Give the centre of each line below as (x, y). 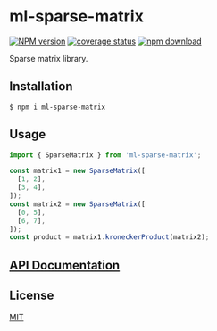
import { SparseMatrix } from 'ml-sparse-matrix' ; (105, 155)
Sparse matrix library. (49, 58)
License (32, 296)
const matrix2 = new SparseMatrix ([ (77, 204)
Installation (41, 87)
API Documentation (65, 265)
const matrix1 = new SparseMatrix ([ (77, 171)
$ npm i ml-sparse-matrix (57, 107)
